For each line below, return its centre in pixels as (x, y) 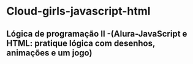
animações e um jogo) (49, 53)
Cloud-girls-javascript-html (78, 11)
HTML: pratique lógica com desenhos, (81, 43)
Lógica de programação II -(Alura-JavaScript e (97, 34)
